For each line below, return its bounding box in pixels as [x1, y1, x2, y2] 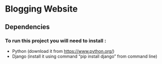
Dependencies [5, 23, 50, 31]
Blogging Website [5, 3, 78, 15]
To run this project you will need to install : [5, 37, 106, 44]
